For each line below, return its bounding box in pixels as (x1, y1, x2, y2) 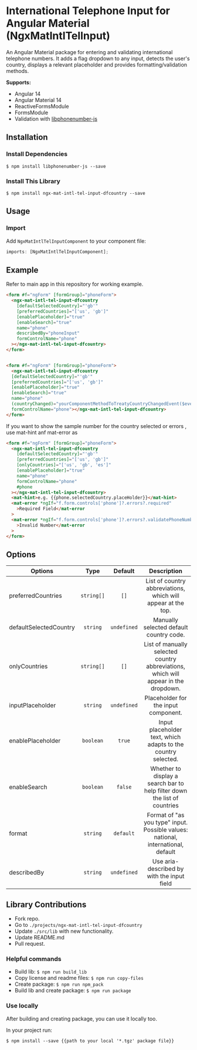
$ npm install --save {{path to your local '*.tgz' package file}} (6, 1038, 175, 1044)
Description (149, 567, 183, 575)
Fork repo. (14, 915, 40, 922)
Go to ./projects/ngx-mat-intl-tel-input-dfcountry (14, 922, 142, 929)
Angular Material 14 (14, 96, 62, 104)
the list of (152, 794, 179, 802)
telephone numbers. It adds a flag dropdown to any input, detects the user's (6, 55, 190, 62)
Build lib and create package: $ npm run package (14, 987, 131, 994)
